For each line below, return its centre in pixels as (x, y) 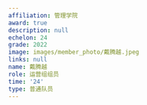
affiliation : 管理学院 (43, 15)
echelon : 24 (28, 37)
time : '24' (26, 81)
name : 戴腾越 (28, 67)
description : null (38, 30)
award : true (28, 23)
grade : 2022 (28, 45)
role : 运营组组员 (34, 74)
